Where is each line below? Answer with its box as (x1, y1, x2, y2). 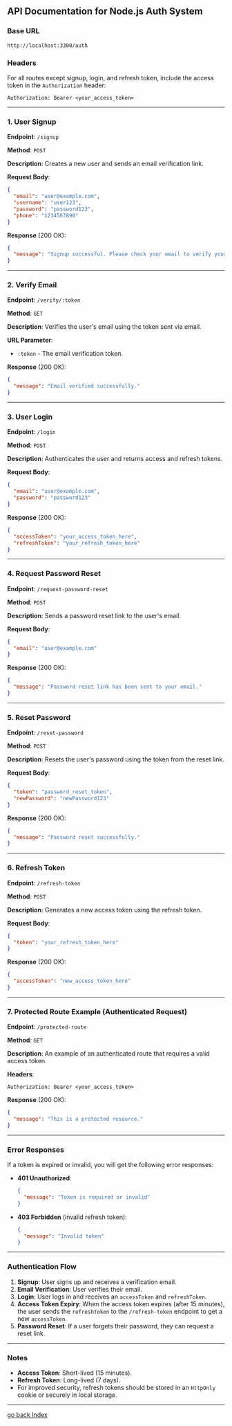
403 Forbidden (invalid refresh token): (17, 1213, 128, 1221)
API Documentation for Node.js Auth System (7, 6, 203, 17)
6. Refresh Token (7, 863, 66, 873)
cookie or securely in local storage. (17, 1391, 117, 1399)
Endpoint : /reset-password (7, 728, 84, 737)
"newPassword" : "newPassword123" (13, 795, 110, 802)
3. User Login (7, 412, 53, 422)
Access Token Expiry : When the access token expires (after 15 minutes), (17, 1299, 225, 1308)
